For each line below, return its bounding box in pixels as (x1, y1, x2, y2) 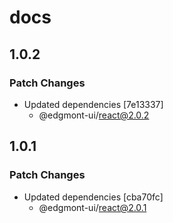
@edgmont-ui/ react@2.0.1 (38, 201, 147, 213)
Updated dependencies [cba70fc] (23, 191, 164, 203)
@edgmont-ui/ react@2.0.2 (38, 109, 150, 121)
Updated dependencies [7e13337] (23, 98, 164, 110)
